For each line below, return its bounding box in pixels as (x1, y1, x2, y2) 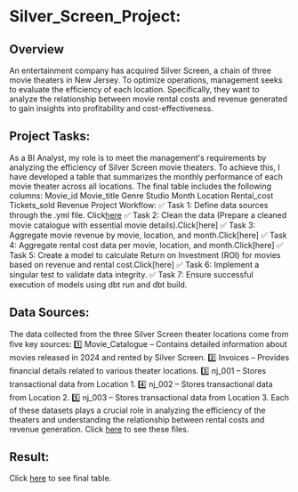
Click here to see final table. (9, 473, 112, 484)
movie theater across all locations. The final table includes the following (9, 181, 272, 191)
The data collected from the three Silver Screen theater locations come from (9, 328, 289, 339)
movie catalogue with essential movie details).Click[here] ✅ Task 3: (9, 220, 256, 230)
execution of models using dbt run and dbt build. (9, 278, 188, 290)
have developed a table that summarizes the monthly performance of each (9, 171, 283, 181)
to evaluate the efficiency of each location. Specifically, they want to (9, 85, 260, 94)
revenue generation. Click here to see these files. (9, 423, 189, 434)
